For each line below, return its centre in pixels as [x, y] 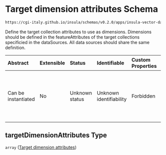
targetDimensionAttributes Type [56, 135]
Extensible [52, 63]
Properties [144, 66]
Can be [16, 93]
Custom [141, 59]
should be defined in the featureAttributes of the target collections [72, 37]
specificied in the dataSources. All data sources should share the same [77, 42]
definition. [15, 48]
